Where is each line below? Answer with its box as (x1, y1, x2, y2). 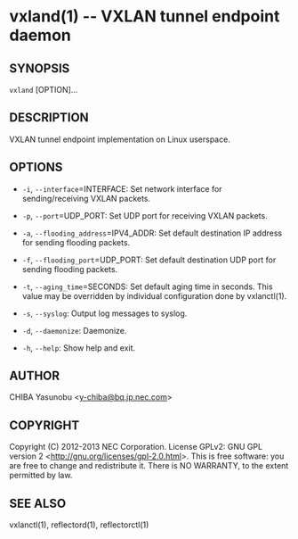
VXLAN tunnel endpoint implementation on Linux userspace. (9, 134, 231, 145)
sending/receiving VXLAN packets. (21, 193, 151, 203)
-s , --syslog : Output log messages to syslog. (21, 308, 188, 319)
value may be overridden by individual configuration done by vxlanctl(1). (21, 290, 287, 301)
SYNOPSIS (9, 61, 70, 76)
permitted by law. (9, 470, 73, 481)
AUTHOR (9, 369, 60, 384)
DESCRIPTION (9, 110, 89, 126)
